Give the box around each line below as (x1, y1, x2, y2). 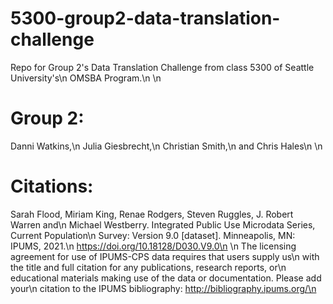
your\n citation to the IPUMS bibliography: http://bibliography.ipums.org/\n (10, 282, 317, 294)
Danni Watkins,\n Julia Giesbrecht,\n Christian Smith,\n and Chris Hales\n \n (10, 140, 323, 152)
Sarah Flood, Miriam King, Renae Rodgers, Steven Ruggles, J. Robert (10, 208, 294, 220)
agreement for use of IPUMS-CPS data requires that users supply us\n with (10, 250, 320, 262)
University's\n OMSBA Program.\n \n (10, 72, 162, 84)
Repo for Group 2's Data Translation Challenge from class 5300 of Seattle (10, 61, 315, 73)
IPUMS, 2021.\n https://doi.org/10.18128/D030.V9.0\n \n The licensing (10, 240, 297, 252)
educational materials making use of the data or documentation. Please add (10, 272, 322, 284)
